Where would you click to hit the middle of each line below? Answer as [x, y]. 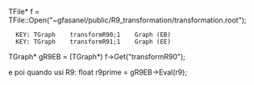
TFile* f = [24, 12]
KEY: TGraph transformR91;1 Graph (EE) [94, 42]
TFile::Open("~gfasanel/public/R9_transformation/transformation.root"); [128, 20]
